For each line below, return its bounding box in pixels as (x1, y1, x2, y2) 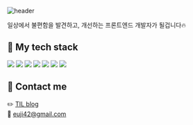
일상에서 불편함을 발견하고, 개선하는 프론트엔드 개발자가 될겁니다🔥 (7, 21, 186, 29)
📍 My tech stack (7, 42, 78, 53)
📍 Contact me (7, 81, 67, 93)
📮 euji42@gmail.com (7, 110, 67, 118)
